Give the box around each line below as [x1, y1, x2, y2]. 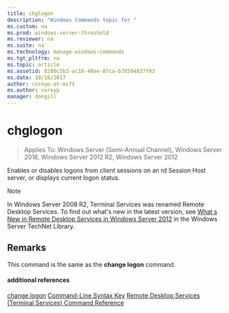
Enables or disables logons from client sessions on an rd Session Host [7, 166, 206, 174]
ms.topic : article [7, 61, 60, 68]
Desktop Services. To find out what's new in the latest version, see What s [7, 207, 218, 215]
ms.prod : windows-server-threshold [7, 29, 109, 36]
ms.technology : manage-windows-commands [7, 49, 125, 56]
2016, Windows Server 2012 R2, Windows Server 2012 [23, 153, 178, 161]
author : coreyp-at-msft [7, 80, 76, 87]
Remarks [7, 242, 47, 254]
